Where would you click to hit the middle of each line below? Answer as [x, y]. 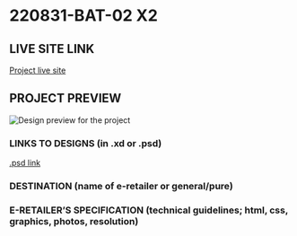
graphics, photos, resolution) [74, 221]
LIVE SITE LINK [52, 49]
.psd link [25, 163]
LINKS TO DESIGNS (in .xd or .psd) [86, 143]
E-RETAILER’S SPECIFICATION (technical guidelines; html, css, [149, 210]
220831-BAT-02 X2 [84, 16]
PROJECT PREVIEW [66, 98]
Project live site [38, 70]
